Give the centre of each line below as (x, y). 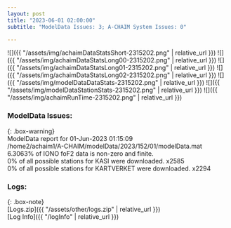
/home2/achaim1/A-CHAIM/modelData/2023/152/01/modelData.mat (105, 146)
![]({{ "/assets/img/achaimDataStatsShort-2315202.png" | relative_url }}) (112, 53)
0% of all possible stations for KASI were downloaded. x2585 (96, 161)
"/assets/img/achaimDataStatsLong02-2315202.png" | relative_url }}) (116, 75)
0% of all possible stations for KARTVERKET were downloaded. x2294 (109, 168)
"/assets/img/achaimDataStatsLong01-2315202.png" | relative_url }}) (116, 68)
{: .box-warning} (31, 131)
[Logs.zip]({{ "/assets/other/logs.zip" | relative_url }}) (84, 209)
